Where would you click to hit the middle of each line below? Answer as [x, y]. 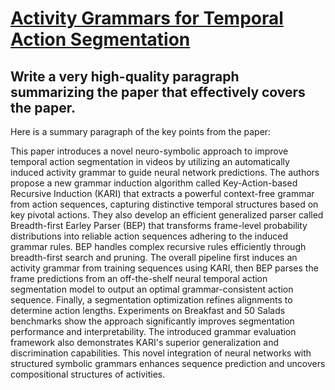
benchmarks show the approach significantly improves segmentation [152, 321]
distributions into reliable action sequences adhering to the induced [149, 236]
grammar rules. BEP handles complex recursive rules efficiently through [158, 246]
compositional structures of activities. [88, 374]
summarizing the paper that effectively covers [158, 92]
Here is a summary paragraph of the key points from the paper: [141, 131]
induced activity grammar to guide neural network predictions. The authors [165, 172]
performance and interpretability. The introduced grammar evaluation [153, 331]
